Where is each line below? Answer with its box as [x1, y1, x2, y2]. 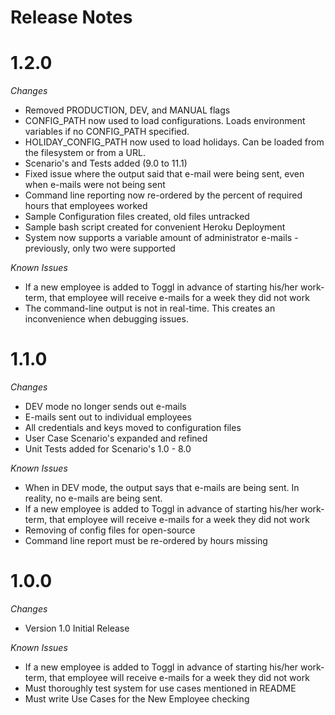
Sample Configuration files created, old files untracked [24, 211, 250, 223]
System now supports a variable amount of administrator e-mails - [24, 232, 299, 244]
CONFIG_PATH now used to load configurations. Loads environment [24, 115, 306, 127]
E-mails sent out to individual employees [24, 411, 192, 423]
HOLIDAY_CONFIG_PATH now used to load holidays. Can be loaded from [24, 136, 325, 148]
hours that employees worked [24, 200, 148, 212]
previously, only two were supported [24, 242, 176, 255]
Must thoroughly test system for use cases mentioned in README [24, 682, 297, 694]
